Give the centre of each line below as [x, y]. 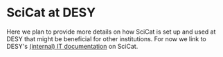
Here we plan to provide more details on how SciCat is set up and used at [111, 32]
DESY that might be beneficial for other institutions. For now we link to [107, 38]
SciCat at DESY [51, 13]
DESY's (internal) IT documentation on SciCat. [72, 46]
